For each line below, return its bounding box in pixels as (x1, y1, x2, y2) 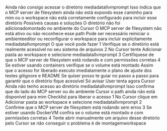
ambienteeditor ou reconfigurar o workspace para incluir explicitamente (5, 36, 153, 42)
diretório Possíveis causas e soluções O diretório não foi (5, 20, 121, 26)
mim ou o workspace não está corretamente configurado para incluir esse (5, 15, 157, 20)
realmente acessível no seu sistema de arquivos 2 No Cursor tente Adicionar (5, 47, 162, 52)
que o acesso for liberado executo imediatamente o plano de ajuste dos (5, 67, 152, 73)
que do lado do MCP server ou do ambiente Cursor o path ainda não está (5, 89, 156, 94)
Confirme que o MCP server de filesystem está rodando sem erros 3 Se (5, 104, 152, 110)
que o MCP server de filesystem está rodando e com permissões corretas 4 (5, 57, 161, 63)
